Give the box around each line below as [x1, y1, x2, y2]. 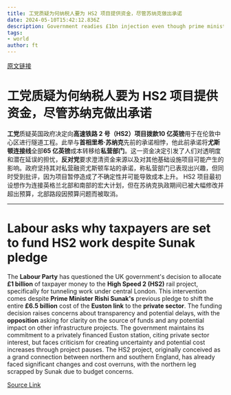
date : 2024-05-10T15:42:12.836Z [7, 16, 100, 23]
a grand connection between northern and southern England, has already [7, 352, 215, 361]
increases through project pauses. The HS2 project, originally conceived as [7, 345, 221, 354]
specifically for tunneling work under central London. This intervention [7, 286, 207, 295]
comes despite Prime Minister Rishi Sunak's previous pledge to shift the [7, 294, 214, 302]
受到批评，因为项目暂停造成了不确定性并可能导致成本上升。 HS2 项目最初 [12, 172, 221, 181]
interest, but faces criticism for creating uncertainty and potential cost [7, 338, 206, 346]
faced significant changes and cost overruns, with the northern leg [7, 360, 197, 368]
